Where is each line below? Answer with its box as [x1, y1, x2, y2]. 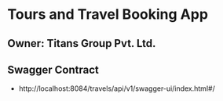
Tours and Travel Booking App [7, 5, 209, 23]
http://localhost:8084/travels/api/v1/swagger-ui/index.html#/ [18, 84, 215, 93]
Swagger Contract [7, 63, 99, 76]
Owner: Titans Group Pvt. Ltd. [7, 37, 156, 50]
